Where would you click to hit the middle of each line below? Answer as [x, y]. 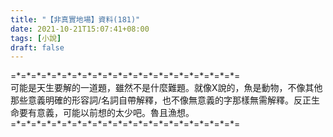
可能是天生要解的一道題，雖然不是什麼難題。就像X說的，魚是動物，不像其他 [166, 88]
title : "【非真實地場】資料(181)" [75, 19]
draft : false [37, 47]
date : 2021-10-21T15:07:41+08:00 [80, 29]
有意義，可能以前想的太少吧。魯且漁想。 [111, 113]
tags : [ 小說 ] [36, 38]
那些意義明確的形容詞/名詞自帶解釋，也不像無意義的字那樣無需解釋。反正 [161, 100]
